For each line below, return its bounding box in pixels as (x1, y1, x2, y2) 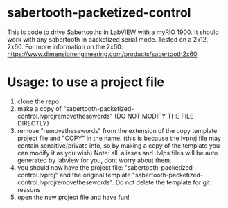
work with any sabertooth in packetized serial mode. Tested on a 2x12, (7, 35, 209, 43)
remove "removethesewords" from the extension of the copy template (17, 126, 218, 135)
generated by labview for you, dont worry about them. (17, 156, 172, 164)
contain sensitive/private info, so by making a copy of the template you (17, 141, 220, 150)
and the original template (60, 171, 131, 179)
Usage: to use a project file (7, 74, 165, 90)
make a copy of (17, 104, 62, 112)
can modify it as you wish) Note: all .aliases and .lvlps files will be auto (17, 148, 218, 157)
